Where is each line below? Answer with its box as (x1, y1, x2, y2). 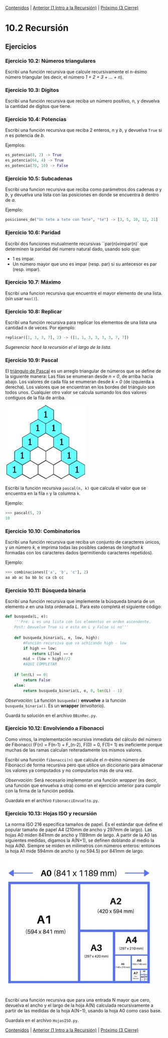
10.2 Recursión (5, 23, 69, 34)
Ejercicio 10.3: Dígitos (5, 86, 59, 93)
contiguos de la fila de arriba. (5, 395, 66, 401)
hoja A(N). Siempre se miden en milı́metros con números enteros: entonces (5, 843, 160, 849)
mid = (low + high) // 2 (23, 657, 71, 662)
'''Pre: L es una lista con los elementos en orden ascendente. (14, 619, 151, 624)
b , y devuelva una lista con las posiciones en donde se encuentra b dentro (5, 192, 159, 198)
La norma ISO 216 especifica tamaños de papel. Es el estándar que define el (5, 821, 163, 828)
